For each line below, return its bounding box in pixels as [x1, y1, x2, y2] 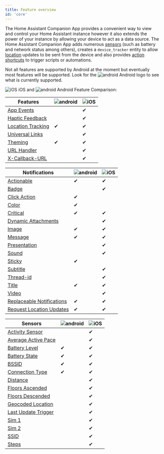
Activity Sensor [7, 328, 43, 335]
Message [7, 233, 29, 240]
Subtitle [7, 265, 26, 272]
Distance [7, 376, 29, 383]
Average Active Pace [7, 336, 56, 343]
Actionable [7, 177, 33, 184]
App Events [7, 107, 34, 114]
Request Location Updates [7, 306, 69, 313]
